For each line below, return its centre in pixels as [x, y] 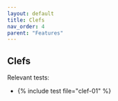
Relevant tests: [28, 77]
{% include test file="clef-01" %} [64, 91]
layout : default [31, 13]
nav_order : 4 [26, 26]
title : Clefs [26, 20]
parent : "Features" [35, 33]
